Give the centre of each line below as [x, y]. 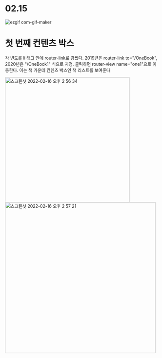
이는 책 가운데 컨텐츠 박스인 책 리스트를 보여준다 [65, 70]
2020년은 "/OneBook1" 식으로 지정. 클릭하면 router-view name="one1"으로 [78, 64]
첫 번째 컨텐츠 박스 [40, 43]
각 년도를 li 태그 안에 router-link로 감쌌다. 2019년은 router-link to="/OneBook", [81, 58]
